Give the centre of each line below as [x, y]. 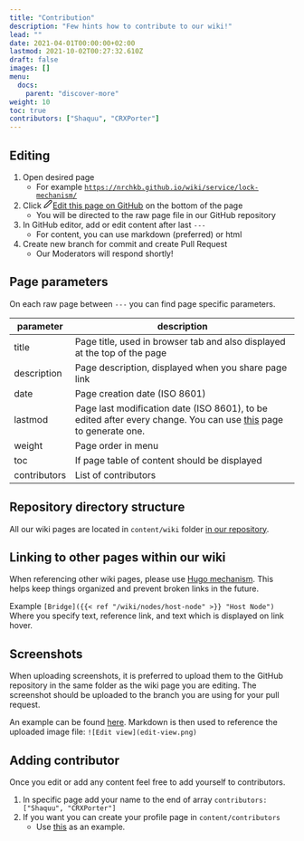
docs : [28, 85]
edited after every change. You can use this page [179, 419]
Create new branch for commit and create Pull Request [125, 244]
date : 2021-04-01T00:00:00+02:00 [72, 43]
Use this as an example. [81, 827]
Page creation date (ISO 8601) [140, 393]
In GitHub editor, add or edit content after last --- [114, 225]
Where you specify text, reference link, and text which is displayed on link [147, 616]
